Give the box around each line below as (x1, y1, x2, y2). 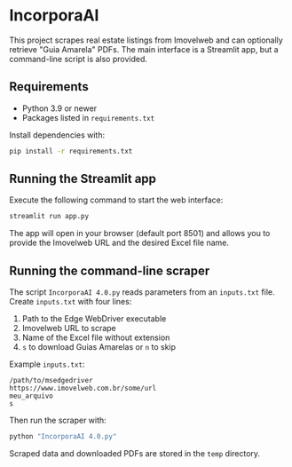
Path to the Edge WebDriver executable (21, 313, 167, 324)
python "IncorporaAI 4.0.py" (9, 432, 117, 441)
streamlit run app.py (9, 212, 90, 221)
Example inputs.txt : (9, 359, 85, 369)
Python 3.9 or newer (21, 103, 98, 114)
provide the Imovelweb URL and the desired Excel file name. (9, 237, 229, 249)
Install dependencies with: (9, 130, 106, 140)
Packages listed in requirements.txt (21, 112, 155, 123)
